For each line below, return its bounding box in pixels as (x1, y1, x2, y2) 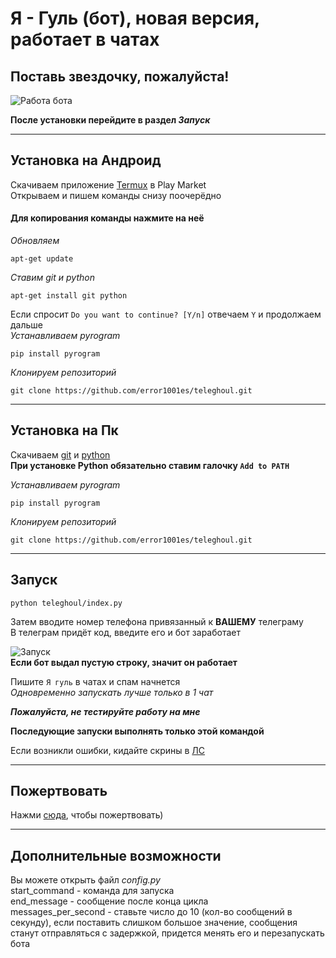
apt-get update (10, 254, 74, 264)
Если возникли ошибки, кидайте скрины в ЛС (10, 744, 206, 756)
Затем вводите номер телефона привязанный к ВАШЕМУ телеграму (10, 615, 304, 627)
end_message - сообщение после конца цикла (10, 895, 209, 907)
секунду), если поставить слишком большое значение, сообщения (10, 917, 298, 929)
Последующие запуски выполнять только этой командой (10, 725, 265, 737)
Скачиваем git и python (10, 448, 111, 461)
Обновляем (10, 235, 60, 247)
